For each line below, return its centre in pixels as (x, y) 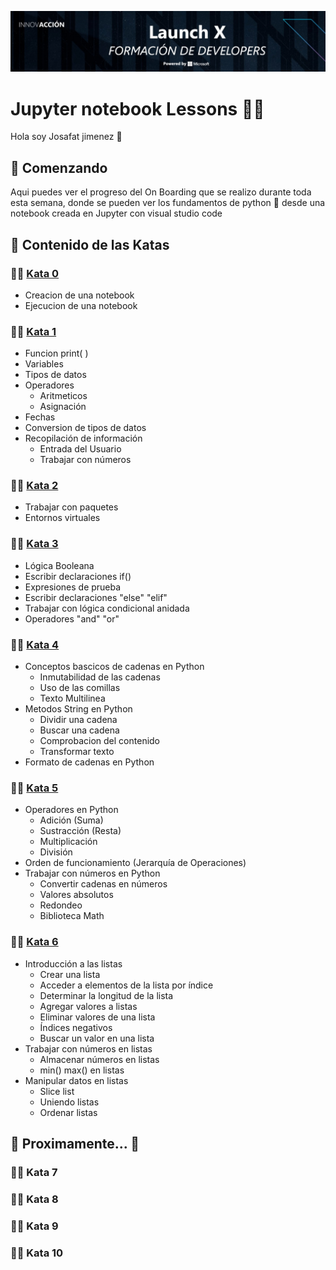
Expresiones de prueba (73, 587)
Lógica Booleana (59, 565)
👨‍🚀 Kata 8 (34, 1199)
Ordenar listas (68, 1112)
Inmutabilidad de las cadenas (100, 677)
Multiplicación (68, 842)
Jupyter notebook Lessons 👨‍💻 (137, 108)
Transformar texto (77, 752)
